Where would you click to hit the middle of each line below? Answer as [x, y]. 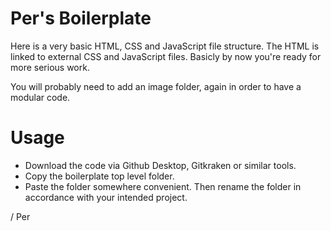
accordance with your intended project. [106, 197]
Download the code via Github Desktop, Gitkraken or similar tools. [160, 165]
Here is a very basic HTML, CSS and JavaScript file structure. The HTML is [165, 46]
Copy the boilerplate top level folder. [99, 176]
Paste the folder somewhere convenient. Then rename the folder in [163, 186]
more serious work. [50, 67]
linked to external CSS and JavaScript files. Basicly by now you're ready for [166, 56]
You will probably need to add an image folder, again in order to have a [156, 86]
